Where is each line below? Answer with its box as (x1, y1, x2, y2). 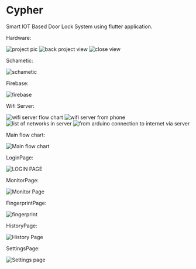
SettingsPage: (6, 244, 40, 252)
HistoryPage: (6, 222, 38, 229)
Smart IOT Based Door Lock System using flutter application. (6, 23, 153, 30)
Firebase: (6, 80, 29, 87)
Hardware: (6, 34, 32, 41)
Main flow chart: (6, 131, 46, 138)
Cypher (6, 4, 43, 17)
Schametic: (6, 57, 33, 64)
